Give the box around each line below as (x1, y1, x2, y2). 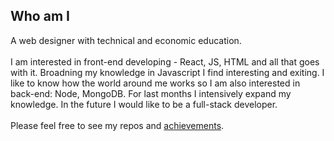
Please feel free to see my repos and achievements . (10, 119, 225, 131)
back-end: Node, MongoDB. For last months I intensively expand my (10, 87, 292, 99)
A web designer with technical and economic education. (10, 34, 242, 46)
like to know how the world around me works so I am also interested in (10, 77, 301, 89)
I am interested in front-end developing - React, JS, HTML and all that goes (10, 55, 320, 68)
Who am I (10, 8, 70, 25)
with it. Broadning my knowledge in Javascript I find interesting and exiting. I (10, 66, 325, 78)
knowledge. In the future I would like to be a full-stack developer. (10, 98, 278, 110)
